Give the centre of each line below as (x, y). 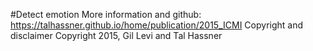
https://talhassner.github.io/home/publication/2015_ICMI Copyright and (157, 25)
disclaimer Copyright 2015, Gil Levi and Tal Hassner (116, 35)
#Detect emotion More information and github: (106, 14)
